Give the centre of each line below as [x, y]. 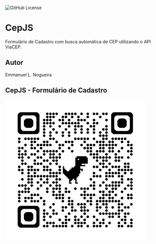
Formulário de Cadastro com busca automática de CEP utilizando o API [78, 41]
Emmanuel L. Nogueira [29, 74]
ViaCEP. [13, 47]
